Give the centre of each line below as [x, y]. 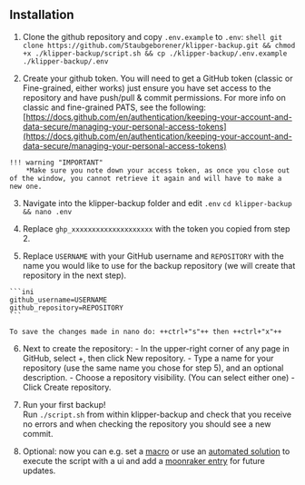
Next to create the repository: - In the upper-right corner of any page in [156, 348]
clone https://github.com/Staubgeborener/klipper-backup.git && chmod [159, 45]
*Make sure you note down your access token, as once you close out [158, 170]
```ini [22, 292]
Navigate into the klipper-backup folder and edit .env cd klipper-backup [157, 203]
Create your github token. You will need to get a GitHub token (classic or [157, 78]
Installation [42, 15]
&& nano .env [47, 212]
